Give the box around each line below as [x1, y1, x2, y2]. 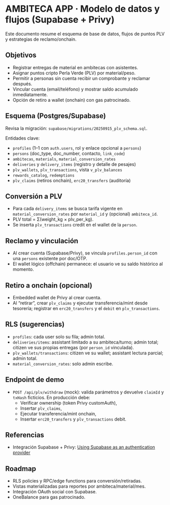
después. [12, 80, 32, 87]
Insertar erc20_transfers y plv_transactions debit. [20, 416, 127, 422]
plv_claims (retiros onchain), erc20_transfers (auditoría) [12, 177, 131, 183]
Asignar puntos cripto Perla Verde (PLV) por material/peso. [12, 70, 136, 76]
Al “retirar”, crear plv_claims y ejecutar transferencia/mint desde [12, 300, 148, 306]
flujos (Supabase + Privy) [5, 14, 115, 25]
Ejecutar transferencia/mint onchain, [20, 410, 96, 416]
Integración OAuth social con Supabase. [12, 489, 97, 495]
